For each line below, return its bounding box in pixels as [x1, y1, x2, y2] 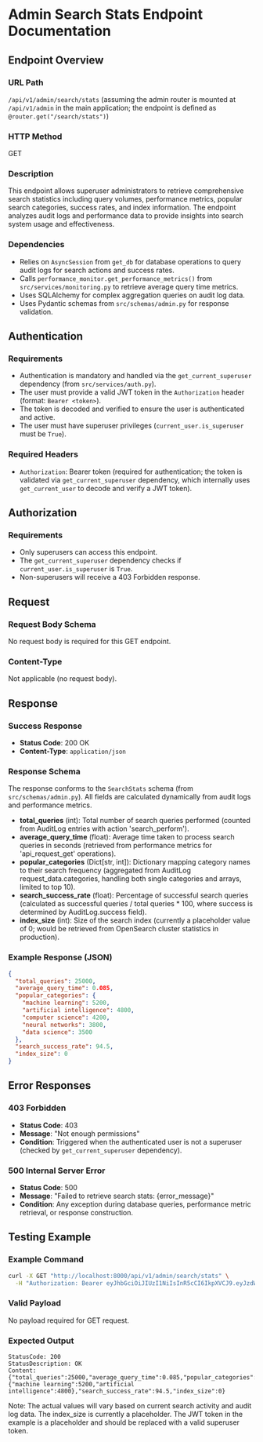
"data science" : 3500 [22, 1028, 92, 1036]
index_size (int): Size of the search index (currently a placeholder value [19, 916, 250, 925]
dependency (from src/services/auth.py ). [19, 379, 157, 389]
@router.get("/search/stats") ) [8, 111, 110, 121]
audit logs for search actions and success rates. [19, 265, 175, 275]
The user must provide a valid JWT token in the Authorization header [19, 388, 245, 397]
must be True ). [19, 429, 67, 439]
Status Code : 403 [19, 1120, 78, 1130]
